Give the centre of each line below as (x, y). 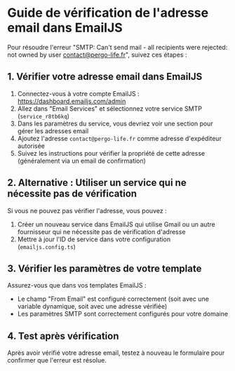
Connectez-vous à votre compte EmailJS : (78, 93)
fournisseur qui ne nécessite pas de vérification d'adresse (101, 231)
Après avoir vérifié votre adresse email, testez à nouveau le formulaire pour (116, 353)
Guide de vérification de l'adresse (108, 13)
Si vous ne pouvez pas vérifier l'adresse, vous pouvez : (87, 210)
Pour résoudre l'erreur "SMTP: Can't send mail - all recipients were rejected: (117, 47)
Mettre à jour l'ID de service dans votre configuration (94, 239)
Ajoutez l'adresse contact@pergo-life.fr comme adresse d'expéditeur (120, 138)
